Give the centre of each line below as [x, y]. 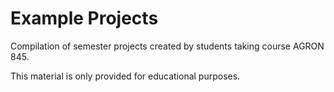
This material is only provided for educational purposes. [125, 76]
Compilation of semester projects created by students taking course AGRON [167, 46]
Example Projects [84, 18]
